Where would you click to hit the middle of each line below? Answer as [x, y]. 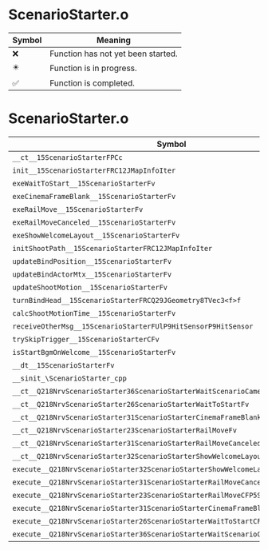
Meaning [114, 40]
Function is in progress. [93, 68]
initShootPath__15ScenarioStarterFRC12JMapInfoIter [112, 248]
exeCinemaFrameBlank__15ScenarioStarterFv [94, 196]
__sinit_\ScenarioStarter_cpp [70, 378]
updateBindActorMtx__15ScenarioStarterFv [92, 274]
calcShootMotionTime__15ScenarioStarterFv [94, 313]
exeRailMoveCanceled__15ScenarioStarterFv [94, 222]
